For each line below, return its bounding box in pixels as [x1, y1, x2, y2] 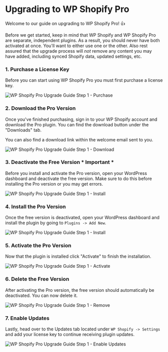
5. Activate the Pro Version [5, 242, 71, 249]
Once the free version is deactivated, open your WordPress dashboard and [5, 215, 160, 221]
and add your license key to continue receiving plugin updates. [5, 331, 135, 337]
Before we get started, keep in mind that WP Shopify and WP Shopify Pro [5, 32, 156, 38]
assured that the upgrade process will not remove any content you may [5, 48, 152, 54]
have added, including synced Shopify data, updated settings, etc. [5, 53, 142, 59]
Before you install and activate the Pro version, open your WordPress [5, 170, 147, 176]
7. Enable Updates [5, 314, 50, 321]
